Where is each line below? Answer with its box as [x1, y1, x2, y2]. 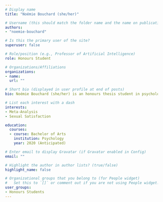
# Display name [5, 7, 36, 12]
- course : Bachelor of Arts [9, 132, 66, 136]
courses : [9, 127, 27, 132]
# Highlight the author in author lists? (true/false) [5, 163, 118, 168]
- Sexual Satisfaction [5, 114, 51, 119]
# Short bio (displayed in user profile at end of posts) [5, 87, 125, 92]
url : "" [9, 78, 25, 83]
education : [5, 122, 27, 128]
